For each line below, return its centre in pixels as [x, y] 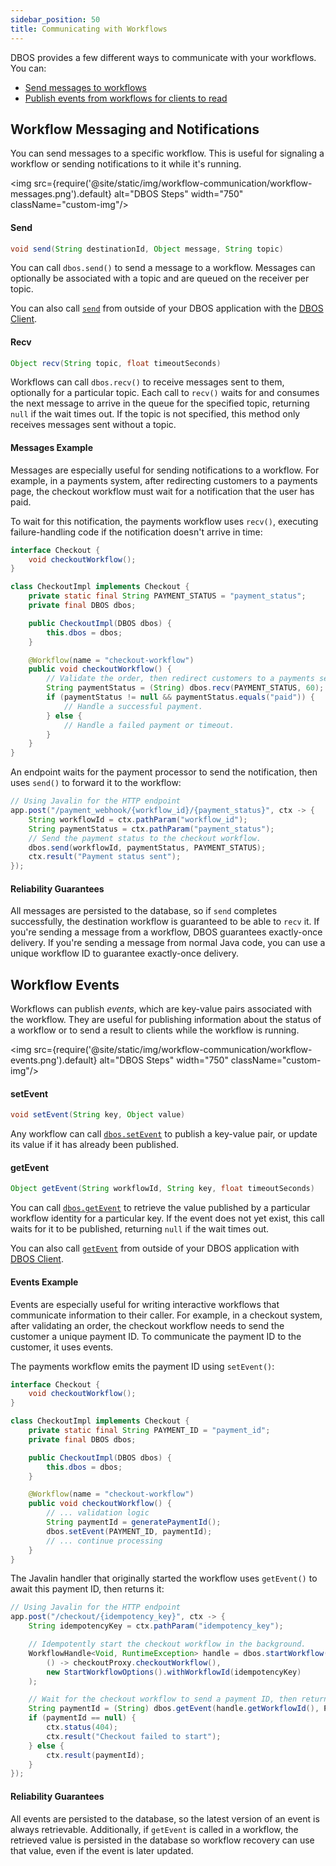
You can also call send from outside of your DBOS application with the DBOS [167, 308]
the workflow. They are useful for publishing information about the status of [166, 1020]
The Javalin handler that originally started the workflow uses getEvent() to [164, 1578]
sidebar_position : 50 [55, 19]
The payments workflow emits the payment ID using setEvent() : [142, 1366]
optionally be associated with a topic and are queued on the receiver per [160, 278]
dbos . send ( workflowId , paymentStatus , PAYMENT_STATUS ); [147, 847]
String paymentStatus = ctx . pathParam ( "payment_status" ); [151, 829]
